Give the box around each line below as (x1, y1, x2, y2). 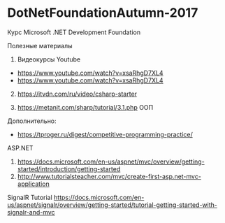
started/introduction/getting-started (17, 164, 121, 173)
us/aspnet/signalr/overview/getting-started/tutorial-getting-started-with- (7, 201, 218, 209)
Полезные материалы (7, 41, 73, 50)
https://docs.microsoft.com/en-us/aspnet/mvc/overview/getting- (17, 157, 205, 166)
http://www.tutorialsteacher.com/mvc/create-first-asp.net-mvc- (17, 172, 201, 180)
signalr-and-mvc (7, 208, 55, 216)
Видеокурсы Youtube (17, 55, 81, 64)
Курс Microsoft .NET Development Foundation (7, 28, 141, 36)
